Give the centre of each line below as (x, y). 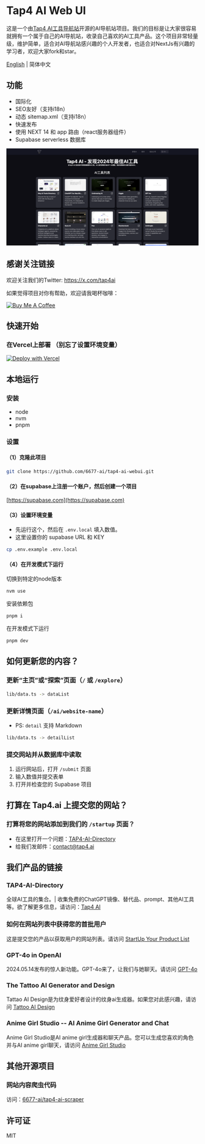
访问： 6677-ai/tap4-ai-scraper (45, 1099)
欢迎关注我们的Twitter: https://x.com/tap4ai (61, 280)
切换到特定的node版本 (34, 579)
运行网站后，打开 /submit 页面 (53, 769)
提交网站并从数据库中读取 (44, 754)
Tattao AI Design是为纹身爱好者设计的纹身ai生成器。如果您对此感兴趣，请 (99, 999)
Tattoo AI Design (34, 1007)
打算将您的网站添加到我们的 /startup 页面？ (71, 824)
